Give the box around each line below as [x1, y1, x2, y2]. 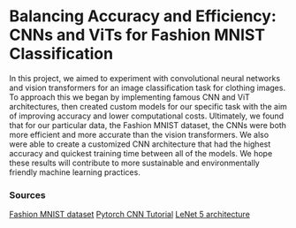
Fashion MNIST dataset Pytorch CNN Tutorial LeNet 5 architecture [9, 209, 250, 220]
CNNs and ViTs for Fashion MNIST [9, 25, 266, 45]
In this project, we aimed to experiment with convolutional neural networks [9, 72, 281, 83]
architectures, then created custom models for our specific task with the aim [9, 101, 287, 111]
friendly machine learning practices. [9, 166, 141, 178]
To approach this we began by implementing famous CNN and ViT [9, 91, 250, 103]
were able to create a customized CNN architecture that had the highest [9, 139, 271, 149]
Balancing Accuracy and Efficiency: [9, 6, 277, 27]
